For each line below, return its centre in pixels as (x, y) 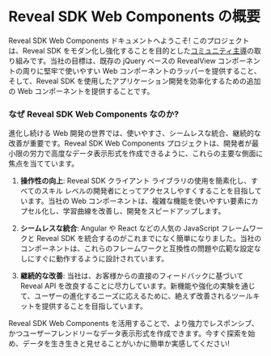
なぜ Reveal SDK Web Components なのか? (94, 114)
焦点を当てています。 (44, 163)
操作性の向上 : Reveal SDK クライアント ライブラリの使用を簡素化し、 (135, 181)
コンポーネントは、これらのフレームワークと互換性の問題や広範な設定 (137, 248)
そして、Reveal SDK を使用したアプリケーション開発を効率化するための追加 (135, 81)
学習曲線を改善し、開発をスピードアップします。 (144, 211)
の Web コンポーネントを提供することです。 (81, 91)
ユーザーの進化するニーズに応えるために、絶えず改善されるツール (144, 296)
